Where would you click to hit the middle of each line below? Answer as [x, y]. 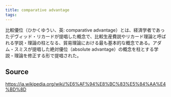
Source [17, 72]
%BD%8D [16, 89]
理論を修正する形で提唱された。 [48, 55]
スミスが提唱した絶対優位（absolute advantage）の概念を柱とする [84, 49]
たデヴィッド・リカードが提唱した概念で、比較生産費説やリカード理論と [81, 36]
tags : [11, 15]
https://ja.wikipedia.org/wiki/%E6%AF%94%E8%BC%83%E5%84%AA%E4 [86, 84]
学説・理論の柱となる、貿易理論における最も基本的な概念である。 [83, 43]
